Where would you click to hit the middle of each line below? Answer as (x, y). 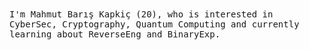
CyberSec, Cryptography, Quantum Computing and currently (154, 24)
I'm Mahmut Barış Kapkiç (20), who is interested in (141, 14)
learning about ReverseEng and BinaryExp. (115, 34)
